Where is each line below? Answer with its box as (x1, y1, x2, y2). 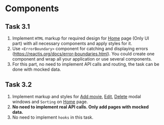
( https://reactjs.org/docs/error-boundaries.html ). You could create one (12, 51, 155, 57)
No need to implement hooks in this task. (12, 114, 94, 120)
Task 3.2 (5, 81, 32, 89)
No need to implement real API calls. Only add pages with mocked (12, 104, 149, 110)
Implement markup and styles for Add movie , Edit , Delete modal (12, 93, 141, 99)
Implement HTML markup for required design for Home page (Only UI (12, 35, 149, 41)
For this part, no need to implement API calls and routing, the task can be (12, 62, 160, 67)
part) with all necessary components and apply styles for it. (12, 41, 132, 46)
